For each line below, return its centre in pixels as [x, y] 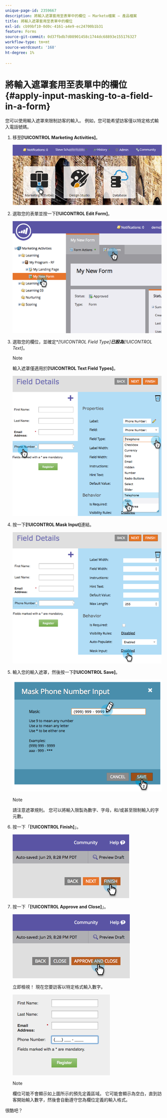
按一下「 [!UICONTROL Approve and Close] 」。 [60, 907]
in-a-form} [28, 106]
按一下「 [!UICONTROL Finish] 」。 [46, 827]
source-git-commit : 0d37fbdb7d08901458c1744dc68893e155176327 [71, 37]
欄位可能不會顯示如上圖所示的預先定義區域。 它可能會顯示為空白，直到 [85, 1094]
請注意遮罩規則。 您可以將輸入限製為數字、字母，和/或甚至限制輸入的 [83, 810]
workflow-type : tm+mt [28, 42]
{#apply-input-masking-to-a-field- [79, 96]
